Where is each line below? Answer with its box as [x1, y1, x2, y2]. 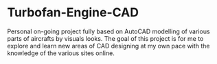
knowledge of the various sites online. [7, 49, 115, 57]
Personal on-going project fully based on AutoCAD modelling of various [7, 27, 211, 35]
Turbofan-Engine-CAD [7, 5, 139, 20]
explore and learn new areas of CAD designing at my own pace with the [7, 42, 210, 50]
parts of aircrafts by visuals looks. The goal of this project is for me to [7, 34, 204, 42]
